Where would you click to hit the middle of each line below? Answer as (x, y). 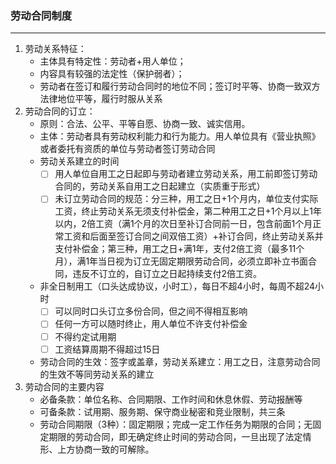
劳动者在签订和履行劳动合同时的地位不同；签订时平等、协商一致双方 (180, 86)
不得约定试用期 (85, 336)
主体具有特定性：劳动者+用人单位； (113, 61)
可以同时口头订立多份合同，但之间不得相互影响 (151, 311)
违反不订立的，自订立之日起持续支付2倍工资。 (167, 274)
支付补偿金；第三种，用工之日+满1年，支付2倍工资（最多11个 (179, 249)
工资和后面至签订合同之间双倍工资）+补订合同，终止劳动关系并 (193, 236)
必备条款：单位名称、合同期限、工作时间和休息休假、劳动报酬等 (171, 399)
